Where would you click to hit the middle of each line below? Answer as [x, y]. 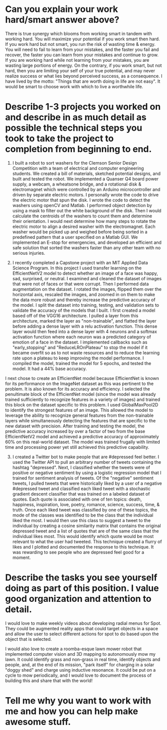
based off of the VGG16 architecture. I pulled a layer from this [75, 316]
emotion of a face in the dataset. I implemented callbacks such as [80, 342]
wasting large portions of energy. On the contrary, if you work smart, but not [83, 65]
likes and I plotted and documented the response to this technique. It [83, 547]
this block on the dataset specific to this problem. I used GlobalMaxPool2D [82, 404]
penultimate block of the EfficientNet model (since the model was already [81, 394]
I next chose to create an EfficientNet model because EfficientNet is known [82, 378]
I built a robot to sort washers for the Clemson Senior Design [75, 163]
